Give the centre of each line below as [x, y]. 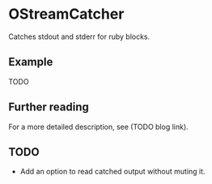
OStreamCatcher [66, 14]
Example [31, 62]
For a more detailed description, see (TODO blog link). [98, 126]
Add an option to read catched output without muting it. [112, 172]
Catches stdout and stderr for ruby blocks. [79, 36]
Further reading [49, 107]
